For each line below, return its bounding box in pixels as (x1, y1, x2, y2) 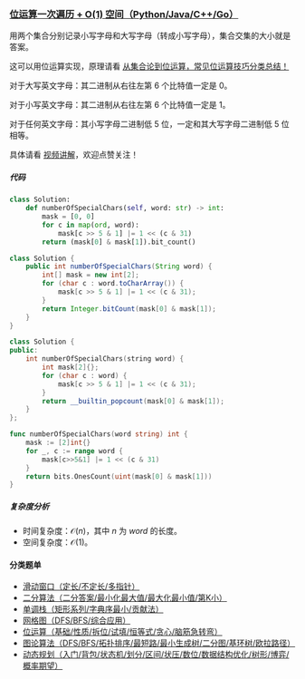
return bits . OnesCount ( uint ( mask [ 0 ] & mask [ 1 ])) (25, 471, 213, 481)
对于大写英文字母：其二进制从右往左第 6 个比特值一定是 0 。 (9, 80, 233, 92)
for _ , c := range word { (25, 446, 124, 455)
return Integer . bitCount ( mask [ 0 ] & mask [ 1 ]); (42, 304, 217, 314)
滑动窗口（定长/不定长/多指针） (22, 581, 140, 592)
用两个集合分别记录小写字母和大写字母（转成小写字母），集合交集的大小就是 (9, 30, 291, 42)
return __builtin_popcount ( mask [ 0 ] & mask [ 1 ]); (42, 396, 224, 405)
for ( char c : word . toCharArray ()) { (42, 279, 184, 288)
